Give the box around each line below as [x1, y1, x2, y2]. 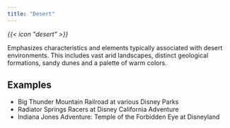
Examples [7, 79, 52, 91]
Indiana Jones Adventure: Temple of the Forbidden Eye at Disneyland [17, 112, 220, 121]
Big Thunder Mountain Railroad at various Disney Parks [17, 98, 179, 106]
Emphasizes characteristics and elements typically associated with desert [7, 43, 223, 52]
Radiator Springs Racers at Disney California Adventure [17, 105, 179, 114]
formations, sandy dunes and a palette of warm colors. [7, 58, 168, 67]
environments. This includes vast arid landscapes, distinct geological [7, 51, 209, 59]
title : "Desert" [7, 10, 55, 18]
